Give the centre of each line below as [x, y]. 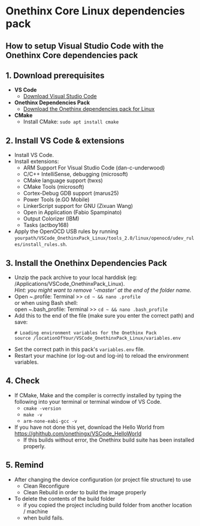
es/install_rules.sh [40, 245]
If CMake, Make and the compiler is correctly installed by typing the [98, 395]
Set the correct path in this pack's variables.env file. [79, 349]
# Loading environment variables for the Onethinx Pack [85, 333]
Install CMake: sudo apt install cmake [71, 122]
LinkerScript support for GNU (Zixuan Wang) [78, 206]
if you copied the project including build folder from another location [107, 505]
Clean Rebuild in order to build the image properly [85, 492]
